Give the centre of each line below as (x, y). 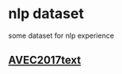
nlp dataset (46, 14)
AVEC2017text (45, 60)
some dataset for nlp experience (61, 35)
